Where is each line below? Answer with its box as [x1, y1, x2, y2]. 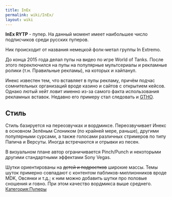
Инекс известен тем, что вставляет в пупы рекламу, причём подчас [5, 78, 155, 84]
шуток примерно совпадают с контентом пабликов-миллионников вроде [5, 170, 167, 176]
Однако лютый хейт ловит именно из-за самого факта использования [5, 88, 159, 95]
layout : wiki [5, 17, 33, 22]
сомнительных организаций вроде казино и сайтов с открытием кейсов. [5, 83, 166, 89]
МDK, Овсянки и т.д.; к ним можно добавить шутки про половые [5, 175, 147, 182]
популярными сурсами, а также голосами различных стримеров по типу [5, 133, 166, 139]
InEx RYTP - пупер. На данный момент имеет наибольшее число [5, 31, 148, 38]
